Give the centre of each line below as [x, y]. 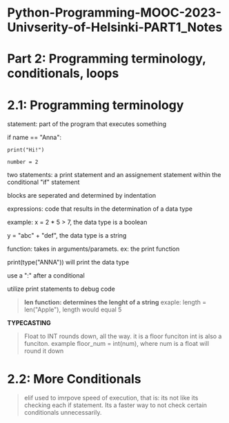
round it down [44, 351]
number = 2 [23, 162]
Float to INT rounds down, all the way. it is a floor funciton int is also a [123, 336]
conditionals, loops [63, 73]
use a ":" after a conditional [46, 276]
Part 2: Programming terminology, [107, 59]
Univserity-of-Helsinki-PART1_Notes [115, 27]
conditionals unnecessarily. [63, 413]
